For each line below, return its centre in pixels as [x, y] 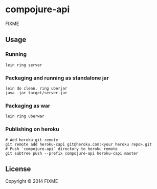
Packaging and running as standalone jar [57, 78]
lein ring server [24, 65]
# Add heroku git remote [32, 140]
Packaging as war [28, 106]
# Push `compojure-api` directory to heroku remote [61, 149]
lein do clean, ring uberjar [36, 88]
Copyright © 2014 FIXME [32, 181]
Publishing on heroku [32, 129]
